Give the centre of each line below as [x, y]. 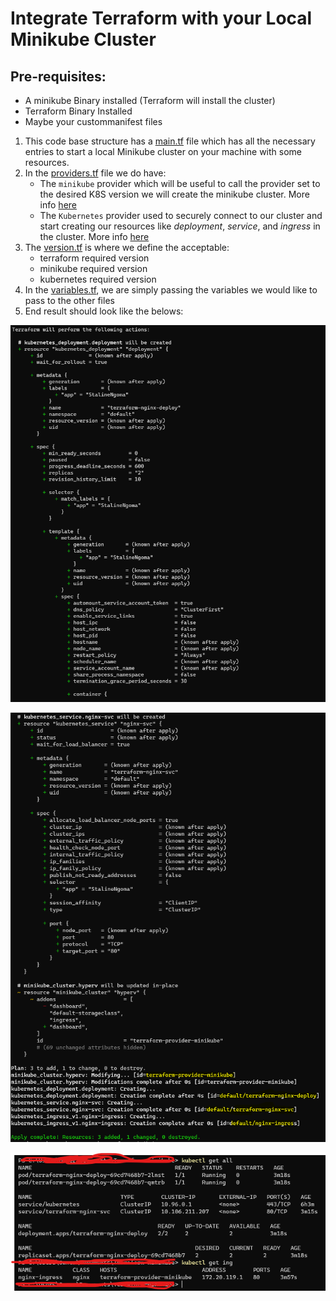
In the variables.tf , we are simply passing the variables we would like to [171, 290]
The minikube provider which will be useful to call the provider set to [180, 183]
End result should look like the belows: [104, 311]
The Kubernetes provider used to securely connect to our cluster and [181, 215]
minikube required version [93, 268]
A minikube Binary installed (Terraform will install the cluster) [150, 100]
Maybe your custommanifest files [93, 121]
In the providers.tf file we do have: [95, 173]
